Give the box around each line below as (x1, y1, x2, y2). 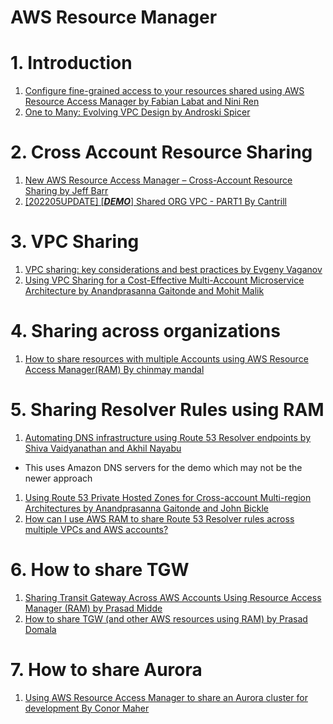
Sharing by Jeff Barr (24, 185, 109, 197)
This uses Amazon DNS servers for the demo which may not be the (24, 461, 303, 473)
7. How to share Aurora (10, 659, 203, 681)
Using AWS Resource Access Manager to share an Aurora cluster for (24, 691, 308, 703)
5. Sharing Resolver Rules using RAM (10, 399, 325, 421)
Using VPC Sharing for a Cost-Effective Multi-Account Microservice (24, 274, 305, 286)
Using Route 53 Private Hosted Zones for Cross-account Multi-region (24, 491, 312, 503)
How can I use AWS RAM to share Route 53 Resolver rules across (24, 512, 295, 525)
